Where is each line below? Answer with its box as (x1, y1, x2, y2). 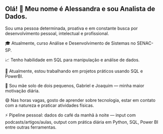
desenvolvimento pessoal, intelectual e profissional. (5, 30, 109, 36)
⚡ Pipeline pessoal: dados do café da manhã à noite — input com (5, 112, 136, 118)
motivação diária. (5, 88, 40, 94)
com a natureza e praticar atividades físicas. (5, 102, 94, 108)
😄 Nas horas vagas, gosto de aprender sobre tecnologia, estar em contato (5, 97, 156, 103)
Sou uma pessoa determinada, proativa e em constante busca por (5, 25, 138, 31)
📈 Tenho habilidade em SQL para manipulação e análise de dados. (5, 57, 140, 63)
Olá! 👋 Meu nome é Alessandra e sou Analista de (5, 5, 155, 13)
